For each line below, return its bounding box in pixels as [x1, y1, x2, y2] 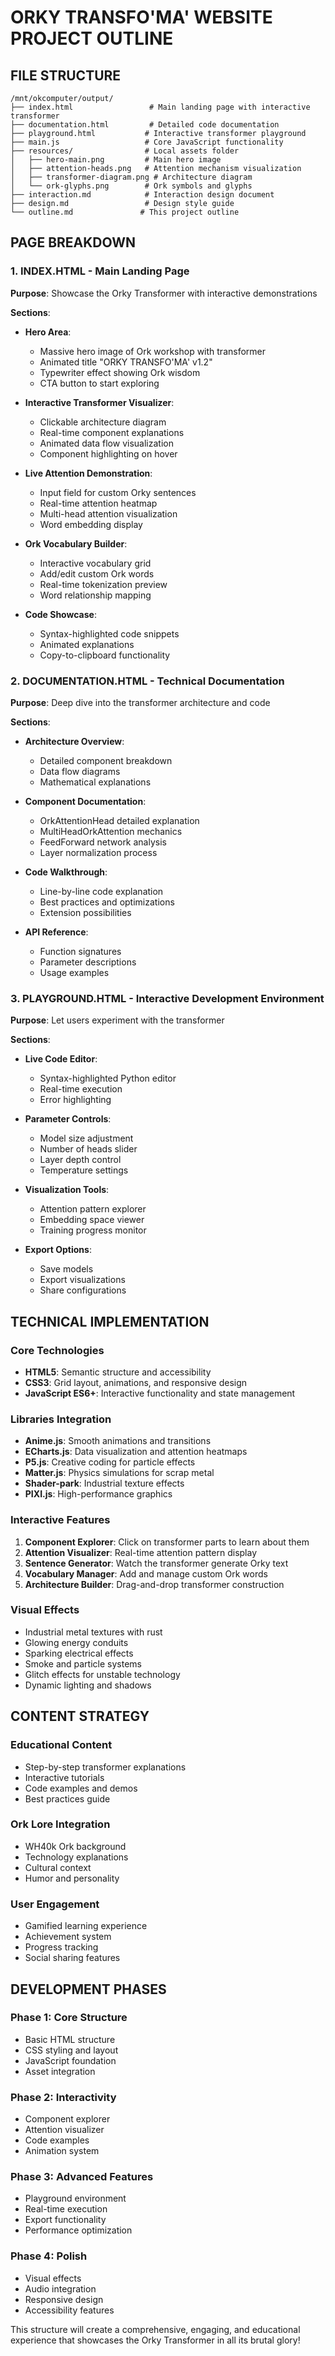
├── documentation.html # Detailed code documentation [10, 120, 280, 130]
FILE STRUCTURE [10, 67, 122, 84]
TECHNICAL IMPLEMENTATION [10, 1313, 210, 1330]
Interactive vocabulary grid [39, 557, 152, 569]
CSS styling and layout [24, 2044, 119, 2056]
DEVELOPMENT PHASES [10, 1981, 167, 1998]
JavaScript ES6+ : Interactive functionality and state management [24, 1387, 296, 1399]
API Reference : [24, 926, 89, 938]
